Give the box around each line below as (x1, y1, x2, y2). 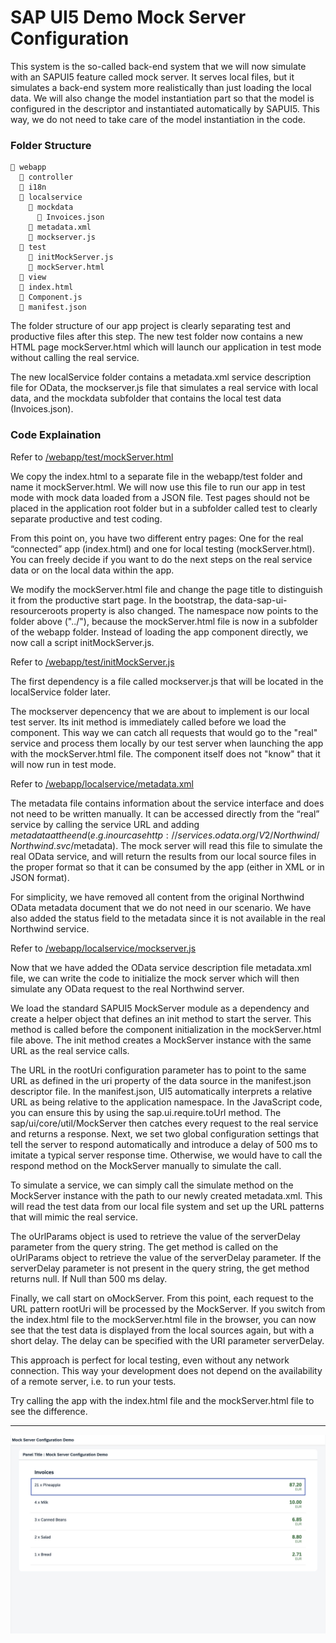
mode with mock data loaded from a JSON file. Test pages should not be (10, 491, 310, 503)
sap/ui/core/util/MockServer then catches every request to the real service (10, 1117, 319, 1129)
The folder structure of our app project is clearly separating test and (10, 320, 292, 332)
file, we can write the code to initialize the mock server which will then (10, 972, 300, 984)
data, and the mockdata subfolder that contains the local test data (10, 392, 282, 405)
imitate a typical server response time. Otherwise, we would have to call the (10, 1149, 323, 1161)
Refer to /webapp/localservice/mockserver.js (10, 942, 197, 954)
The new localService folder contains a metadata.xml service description (10, 371, 312, 383)
